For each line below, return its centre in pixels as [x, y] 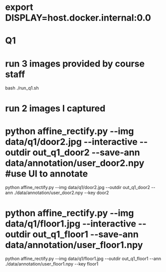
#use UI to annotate [47, 173]
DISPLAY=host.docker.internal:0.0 [78, 18]
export [19, 7]
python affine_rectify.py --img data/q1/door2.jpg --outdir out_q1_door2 [78, 187]
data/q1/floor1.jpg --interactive [71, 223]
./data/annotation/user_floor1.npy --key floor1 [52, 264]
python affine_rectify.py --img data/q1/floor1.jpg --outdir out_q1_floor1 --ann [83, 258]
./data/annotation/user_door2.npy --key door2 [62, 193]
